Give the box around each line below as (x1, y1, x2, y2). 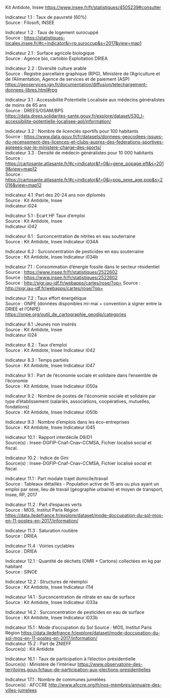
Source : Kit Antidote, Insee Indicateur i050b (5, 409, 98, 415)
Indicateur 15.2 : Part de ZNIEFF (5, 641, 72, 647)
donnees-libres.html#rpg (5, 87, 57, 93)
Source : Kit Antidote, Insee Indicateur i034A (5, 239, 99, 244)
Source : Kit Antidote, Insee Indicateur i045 (5, 424, 95, 430)
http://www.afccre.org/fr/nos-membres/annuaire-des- (48, 682, 162, 688)
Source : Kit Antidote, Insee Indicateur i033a (5, 599, 98, 605)
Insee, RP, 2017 (5, 492, 38, 497)
